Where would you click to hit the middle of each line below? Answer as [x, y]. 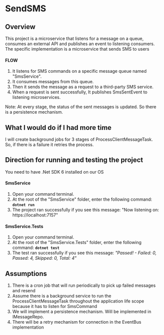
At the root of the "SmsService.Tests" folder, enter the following [77, 243]
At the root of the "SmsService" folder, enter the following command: [82, 199]
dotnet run [23, 205]
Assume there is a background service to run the [62, 296]
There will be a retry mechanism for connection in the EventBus [77, 322]
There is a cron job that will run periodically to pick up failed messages [84, 285]
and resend [24, 291]
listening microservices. [36, 97]
